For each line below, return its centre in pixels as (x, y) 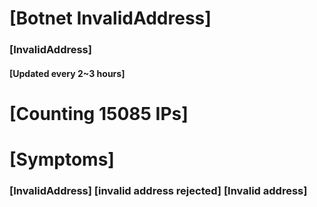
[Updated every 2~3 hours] (67, 73)
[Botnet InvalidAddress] (110, 18)
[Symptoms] (62, 159)
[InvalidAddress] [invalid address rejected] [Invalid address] (158, 190)
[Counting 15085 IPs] (99, 113)
